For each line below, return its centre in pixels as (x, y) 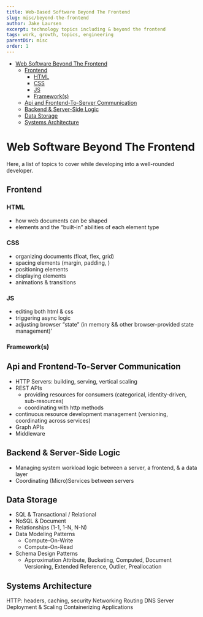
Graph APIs (29, 427)
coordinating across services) (53, 420)
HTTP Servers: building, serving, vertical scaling (76, 381)
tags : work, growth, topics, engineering (60, 35)
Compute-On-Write (49, 540)
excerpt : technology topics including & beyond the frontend (86, 29)
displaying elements (40, 276)
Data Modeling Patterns (45, 534)
